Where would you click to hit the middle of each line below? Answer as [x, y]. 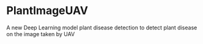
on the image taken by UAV [41, 34]
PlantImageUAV [47, 11]
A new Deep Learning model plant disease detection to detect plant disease [102, 28]
